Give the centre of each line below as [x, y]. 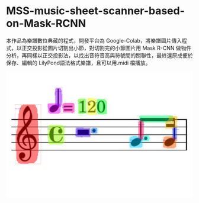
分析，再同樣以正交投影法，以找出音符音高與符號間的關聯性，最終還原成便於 [99, 55]
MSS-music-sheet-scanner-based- [96, 11]
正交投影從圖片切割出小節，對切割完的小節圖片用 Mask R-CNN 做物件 [107, 48]
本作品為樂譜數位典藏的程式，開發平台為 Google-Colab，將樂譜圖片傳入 [94, 40]
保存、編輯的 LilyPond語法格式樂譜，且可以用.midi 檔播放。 [78, 63]
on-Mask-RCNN [46, 23]
